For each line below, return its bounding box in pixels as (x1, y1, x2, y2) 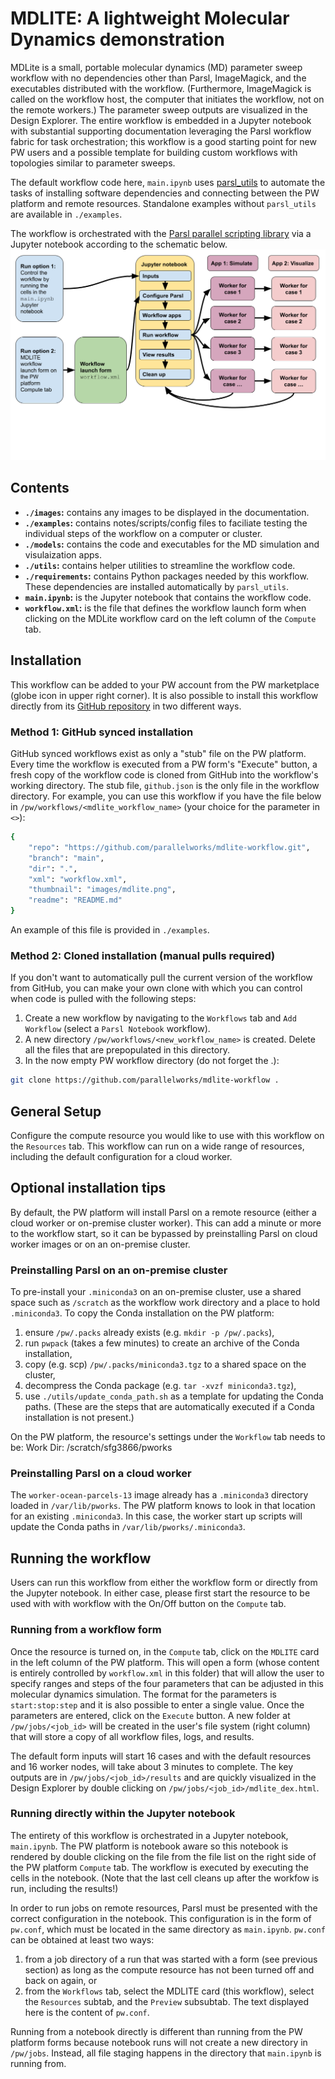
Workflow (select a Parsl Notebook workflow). (24, 1023, 211, 1035)
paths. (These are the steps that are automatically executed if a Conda (24, 1401, 315, 1413)
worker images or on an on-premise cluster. (10, 1238, 191, 1250)
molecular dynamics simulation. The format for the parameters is (10, 1688, 277, 1700)
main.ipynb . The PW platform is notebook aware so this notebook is (10, 1840, 289, 1852)
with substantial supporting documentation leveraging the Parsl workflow (10, 125, 312, 137)
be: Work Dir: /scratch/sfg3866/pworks (10, 1442, 173, 1454)
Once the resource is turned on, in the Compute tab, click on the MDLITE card (10, 1645, 320, 1657)
